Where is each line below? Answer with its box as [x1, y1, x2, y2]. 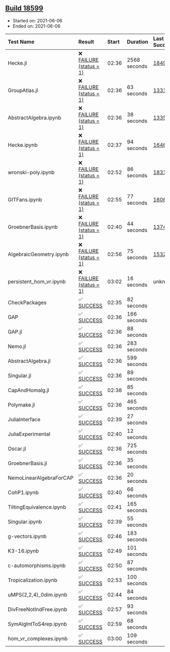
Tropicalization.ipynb [8, 576, 58, 583]
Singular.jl [8, 372, 31, 379]
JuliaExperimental [8, 430, 51, 438]
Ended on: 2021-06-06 [12, 23, 61, 29]
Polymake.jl [8, 401, 35, 408]
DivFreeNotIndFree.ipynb [8, 606, 67, 613]
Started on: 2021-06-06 [12, 17, 63, 23]
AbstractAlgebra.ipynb [8, 114, 62, 121]
